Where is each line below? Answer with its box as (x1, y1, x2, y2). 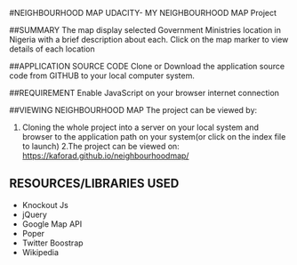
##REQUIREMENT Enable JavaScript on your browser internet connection (9, 88, 280, 98)
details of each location (9, 44, 95, 54)
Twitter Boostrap (21, 237, 84, 248)
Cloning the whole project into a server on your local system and (21, 122, 260, 132)
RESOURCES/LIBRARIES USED (9, 176, 180, 191)
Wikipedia (21, 246, 60, 257)
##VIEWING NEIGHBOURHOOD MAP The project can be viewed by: (9, 105, 258, 115)
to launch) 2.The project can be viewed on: (21, 141, 180, 151)
